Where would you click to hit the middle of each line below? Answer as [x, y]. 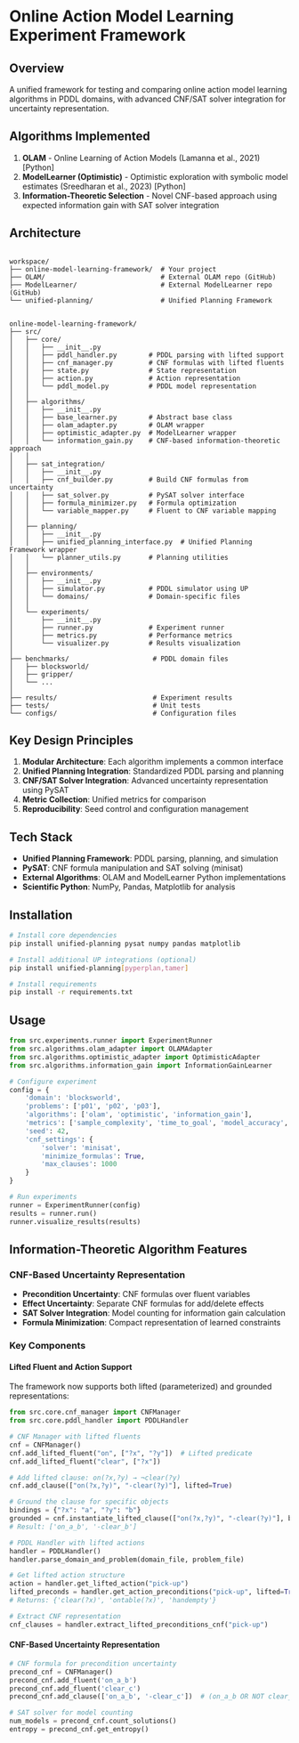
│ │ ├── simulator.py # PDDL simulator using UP [129, 588]
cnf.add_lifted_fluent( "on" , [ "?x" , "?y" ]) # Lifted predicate [131, 1453]
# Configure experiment [53, 1082]
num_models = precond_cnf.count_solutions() [93, 1721]
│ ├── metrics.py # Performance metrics [121, 635]
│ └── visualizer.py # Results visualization [125, 643]
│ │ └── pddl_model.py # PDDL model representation [133, 386]
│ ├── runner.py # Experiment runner [117, 628]
